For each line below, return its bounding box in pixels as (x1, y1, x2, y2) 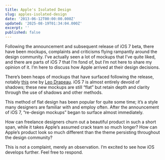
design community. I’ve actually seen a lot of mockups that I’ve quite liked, (5, 54, 156, 59)
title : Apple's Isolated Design (5, 7, 71, 12)
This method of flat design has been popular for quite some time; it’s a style (5, 99, 158, 105)
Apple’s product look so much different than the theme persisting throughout (5, 130, 160, 135)
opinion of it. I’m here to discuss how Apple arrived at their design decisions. (5, 64, 160, 70)
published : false (5, 30, 41, 35)
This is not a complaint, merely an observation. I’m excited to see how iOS (5, 144, 155, 150)
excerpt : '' (5, 26, 29, 30)
